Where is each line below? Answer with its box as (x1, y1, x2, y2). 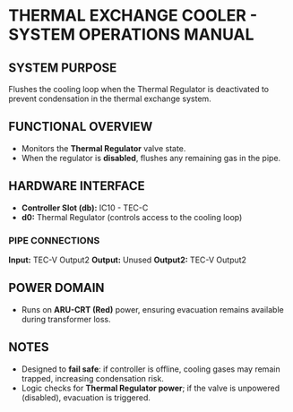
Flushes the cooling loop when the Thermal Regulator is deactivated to (8, 84, 270, 94)
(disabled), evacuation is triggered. (21, 391, 151, 403)
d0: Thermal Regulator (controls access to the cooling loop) (21, 211, 243, 222)
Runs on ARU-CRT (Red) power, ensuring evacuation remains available (21, 304, 284, 314)
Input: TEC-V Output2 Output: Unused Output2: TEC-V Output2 (8, 254, 247, 265)
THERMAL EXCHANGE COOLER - (8, 5, 258, 26)
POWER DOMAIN (8, 280, 105, 296)
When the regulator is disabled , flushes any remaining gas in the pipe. (21, 152, 281, 163)
